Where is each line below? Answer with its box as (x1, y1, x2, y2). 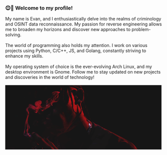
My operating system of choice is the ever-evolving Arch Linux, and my (5, 63, 152, 69)
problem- (131, 26, 151, 32)
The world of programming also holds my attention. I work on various (5, 42, 147, 48)
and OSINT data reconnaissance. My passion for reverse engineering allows (5, 21, 162, 27)
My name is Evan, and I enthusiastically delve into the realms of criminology (5, 16, 161, 22)
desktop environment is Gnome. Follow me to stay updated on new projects (5, 69, 161, 75)
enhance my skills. (5, 53, 43, 59)
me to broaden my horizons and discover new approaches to (5, 26, 131, 32)
